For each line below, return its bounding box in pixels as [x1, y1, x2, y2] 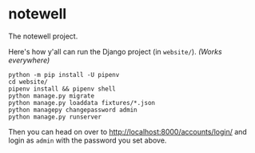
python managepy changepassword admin [8, 106, 137, 114]
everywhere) [8, 55, 50, 65]
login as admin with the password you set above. [8, 135, 167, 145]
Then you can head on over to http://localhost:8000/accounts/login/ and [8, 127, 248, 136]
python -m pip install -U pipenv [8, 70, 120, 79]
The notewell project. [8, 31, 78, 41]
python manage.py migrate [8, 91, 94, 100]
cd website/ [8, 78, 48, 86]
